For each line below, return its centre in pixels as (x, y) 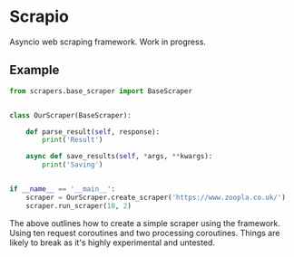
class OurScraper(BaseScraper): (70, 115)
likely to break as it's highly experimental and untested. (113, 243)
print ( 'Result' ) (73, 140)
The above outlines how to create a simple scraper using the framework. (145, 223)
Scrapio (39, 17)
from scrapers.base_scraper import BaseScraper (101, 91)
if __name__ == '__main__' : (63, 189)
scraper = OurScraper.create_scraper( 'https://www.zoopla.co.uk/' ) (156, 197)
